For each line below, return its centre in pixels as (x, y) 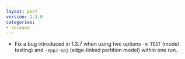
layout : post (22, 11)
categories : (20, 22)
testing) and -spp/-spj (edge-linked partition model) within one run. (96, 50)
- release (18, 27)
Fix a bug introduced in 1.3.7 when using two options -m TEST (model (97, 44)
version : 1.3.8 (25, 17)
